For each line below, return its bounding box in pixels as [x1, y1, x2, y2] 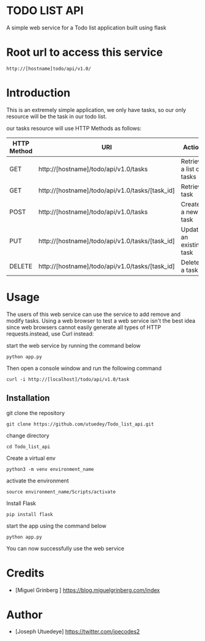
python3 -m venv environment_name [6, 466, 95, 472]
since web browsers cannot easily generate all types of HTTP [6, 323, 162, 331]
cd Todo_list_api [6, 443, 51, 450]
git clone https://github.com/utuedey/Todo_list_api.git [6, 421, 154, 427]
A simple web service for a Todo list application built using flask [6, 24, 167, 31]
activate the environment [6, 477, 69, 484]
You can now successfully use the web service [6, 544, 124, 552]
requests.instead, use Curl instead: [6, 330, 95, 337]
